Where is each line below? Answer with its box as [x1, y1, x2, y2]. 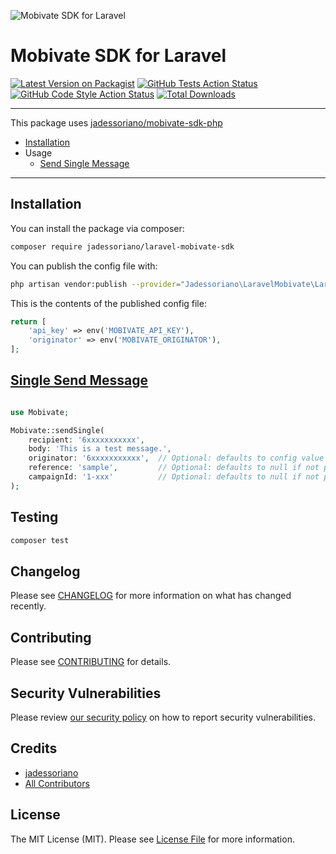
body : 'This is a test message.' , [28, 444, 172, 454]
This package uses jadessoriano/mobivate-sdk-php [10, 116, 223, 129]
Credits [10, 740, 58, 757]
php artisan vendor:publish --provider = [10, 279, 182, 289]
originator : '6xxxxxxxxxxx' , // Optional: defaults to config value [28, 453, 325, 464]
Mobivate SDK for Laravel [10, 45, 227, 67]
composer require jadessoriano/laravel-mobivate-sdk [10, 241, 235, 252]
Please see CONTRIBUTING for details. [10, 656, 172, 668]
